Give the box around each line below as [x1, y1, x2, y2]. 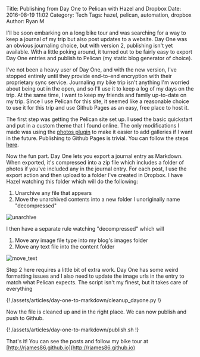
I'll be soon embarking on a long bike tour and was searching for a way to [6, 29, 186, 36]
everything [6, 285, 33, 292]
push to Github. [6, 315, 44, 321]
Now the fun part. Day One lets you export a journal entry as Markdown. [6, 153, 183, 160]
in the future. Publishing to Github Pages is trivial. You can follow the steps [6, 135, 189, 142]
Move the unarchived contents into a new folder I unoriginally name [14, 196, 180, 203]
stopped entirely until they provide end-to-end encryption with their [6, 73, 172, 79]
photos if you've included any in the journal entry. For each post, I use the [6, 165, 187, 172]
